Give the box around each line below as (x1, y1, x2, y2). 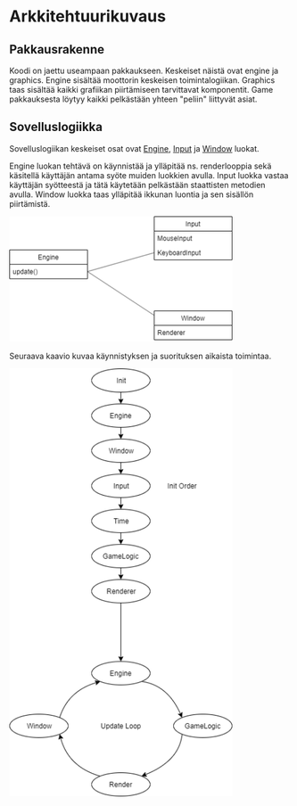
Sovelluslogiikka (9, 119, 103, 135)
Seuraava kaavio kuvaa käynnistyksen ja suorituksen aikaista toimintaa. (9, 350, 272, 362)
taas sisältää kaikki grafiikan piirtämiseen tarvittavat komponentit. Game (9, 85, 274, 95)
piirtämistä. (9, 198, 51, 209)
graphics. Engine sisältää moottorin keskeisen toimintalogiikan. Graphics (9, 75, 276, 86)
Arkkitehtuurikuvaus (9, 6, 167, 27)
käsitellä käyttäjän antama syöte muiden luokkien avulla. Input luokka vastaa (9, 169, 289, 180)
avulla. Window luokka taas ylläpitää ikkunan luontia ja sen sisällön (9, 189, 254, 200)
